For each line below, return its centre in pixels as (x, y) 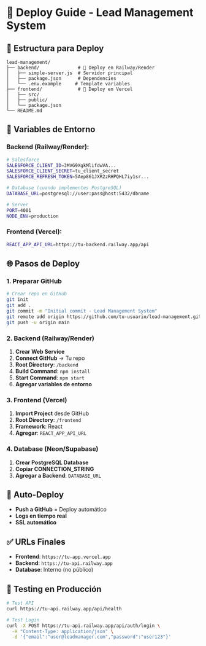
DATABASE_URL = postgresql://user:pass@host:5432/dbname (78, 194)
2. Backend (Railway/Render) (51, 338)
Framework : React (39, 427)
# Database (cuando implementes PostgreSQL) (64, 188)
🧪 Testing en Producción (54, 589)
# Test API (20, 603)
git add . (19, 305)
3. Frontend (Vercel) (37, 400)
